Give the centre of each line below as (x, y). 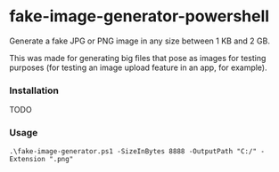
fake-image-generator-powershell (139, 16)
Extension (28, 159)
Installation (34, 90)
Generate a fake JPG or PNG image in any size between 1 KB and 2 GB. (139, 41)
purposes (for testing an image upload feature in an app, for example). (138, 67)
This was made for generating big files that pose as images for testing (138, 58)
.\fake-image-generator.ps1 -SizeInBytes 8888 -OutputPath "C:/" (133, 151)
